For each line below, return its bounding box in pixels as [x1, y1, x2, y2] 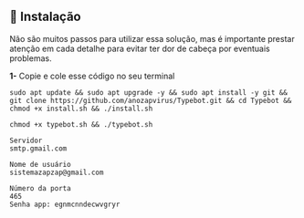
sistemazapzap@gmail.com [9, 168, 104, 177]
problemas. [9, 52, 52, 64]
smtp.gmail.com [9, 143, 68, 153]
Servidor [9, 136, 43, 145]
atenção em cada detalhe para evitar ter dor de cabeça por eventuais [9, 43, 271, 54]
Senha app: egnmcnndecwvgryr [9, 200, 121, 209]
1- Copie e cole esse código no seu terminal [9, 70, 175, 81]
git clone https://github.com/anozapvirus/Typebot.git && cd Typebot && [9, 96, 292, 105]
